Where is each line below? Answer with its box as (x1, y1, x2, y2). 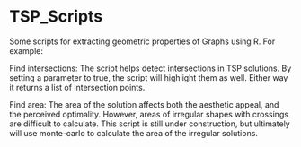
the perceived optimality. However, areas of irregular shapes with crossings (9, 108, 289, 119)
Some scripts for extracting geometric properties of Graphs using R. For (9, 36, 276, 47)
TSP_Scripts (9, 6, 103, 27)
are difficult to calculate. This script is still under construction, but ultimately (9, 118, 290, 129)
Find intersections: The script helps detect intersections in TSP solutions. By (9, 63, 292, 73)
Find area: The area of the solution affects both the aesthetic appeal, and (9, 99, 279, 109)
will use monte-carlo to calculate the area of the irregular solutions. (9, 127, 259, 138)
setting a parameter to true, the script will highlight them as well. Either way (9, 72, 288, 82)
